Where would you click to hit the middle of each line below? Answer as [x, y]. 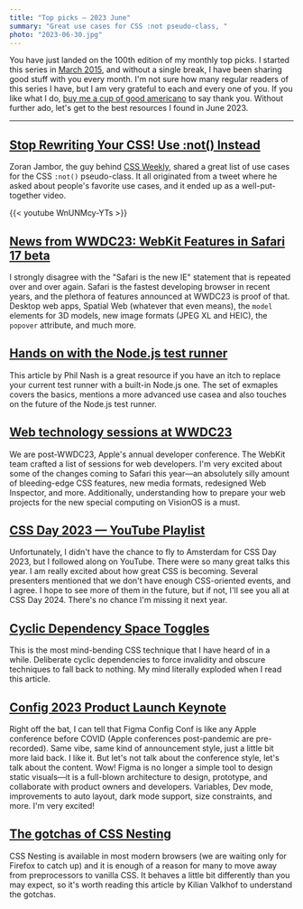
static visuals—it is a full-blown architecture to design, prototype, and [138, 777]
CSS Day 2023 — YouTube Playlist [107, 530]
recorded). [29, 748]
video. [55, 196]
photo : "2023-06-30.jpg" [56, 34]
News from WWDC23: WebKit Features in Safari [147, 241]
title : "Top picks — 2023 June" [70, 18]
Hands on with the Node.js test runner [119, 353]
